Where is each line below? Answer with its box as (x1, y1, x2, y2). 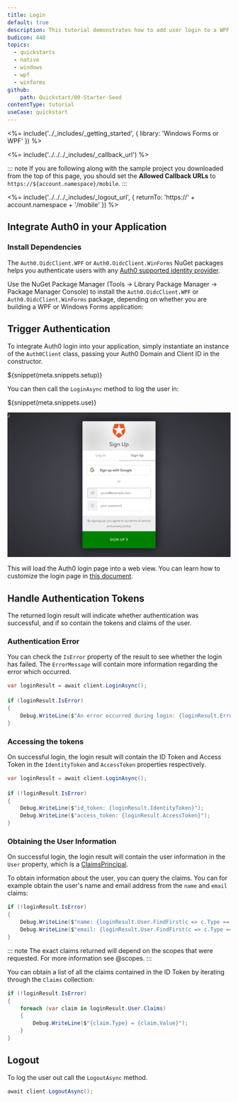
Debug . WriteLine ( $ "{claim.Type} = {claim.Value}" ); (33, 1020, 189, 1027)
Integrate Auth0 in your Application (7, 221, 167, 233)
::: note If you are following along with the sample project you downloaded (7, 164, 224, 172)
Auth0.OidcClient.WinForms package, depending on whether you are (7, 294, 208, 303)
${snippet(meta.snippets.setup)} (7, 370, 103, 379)
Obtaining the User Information (7, 837, 117, 847)
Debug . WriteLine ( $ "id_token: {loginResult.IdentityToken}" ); (20, 805, 204, 812)
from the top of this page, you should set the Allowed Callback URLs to (7, 172, 216, 180)
